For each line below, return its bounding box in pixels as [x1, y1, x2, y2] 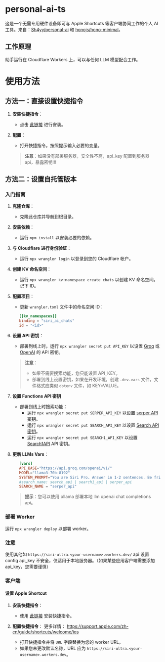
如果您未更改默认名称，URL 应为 [19, 645, 86, 651]
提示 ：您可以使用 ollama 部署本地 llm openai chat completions [24, 493, 151, 500]
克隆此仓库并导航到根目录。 [19, 214, 77, 220]
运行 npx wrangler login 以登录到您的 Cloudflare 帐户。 [19, 256, 133, 262]
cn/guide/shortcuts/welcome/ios [12, 629, 79, 635]
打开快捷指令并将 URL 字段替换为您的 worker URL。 [19, 639, 124, 645]
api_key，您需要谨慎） [5, 564, 51, 570]
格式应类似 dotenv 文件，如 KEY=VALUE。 [36, 383, 122, 389]
